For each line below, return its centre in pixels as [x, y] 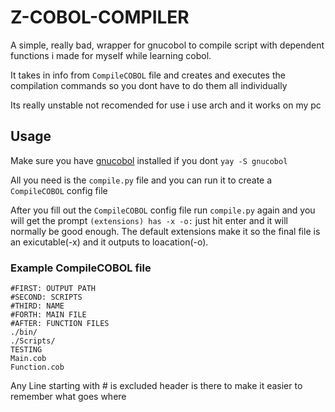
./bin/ [24, 332]
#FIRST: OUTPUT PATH [53, 289]
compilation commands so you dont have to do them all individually [149, 85]
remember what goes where [68, 397]
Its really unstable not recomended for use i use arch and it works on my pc [166, 105]
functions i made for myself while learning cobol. [111, 55]
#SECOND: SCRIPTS [46, 297]
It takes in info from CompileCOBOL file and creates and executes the [148, 75]
